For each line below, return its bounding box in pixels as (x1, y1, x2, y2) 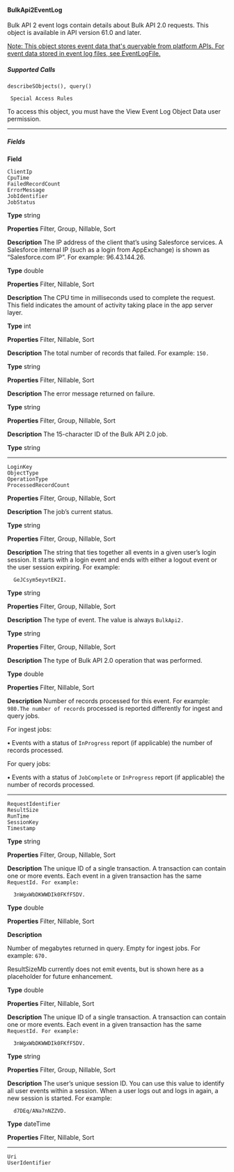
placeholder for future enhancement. (7, 972, 114, 981)
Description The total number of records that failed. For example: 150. (7, 349, 210, 357)
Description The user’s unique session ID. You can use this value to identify (7, 1079, 225, 1088)
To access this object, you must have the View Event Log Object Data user (7, 107, 221, 116)
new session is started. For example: (7, 1094, 113, 1102)
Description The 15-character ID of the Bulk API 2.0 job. (7, 430, 169, 439)
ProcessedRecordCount (7, 482, 70, 489)
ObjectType (7, 469, 39, 477)
